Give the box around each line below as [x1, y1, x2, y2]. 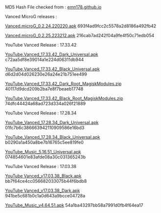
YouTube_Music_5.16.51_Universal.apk [5, 149, 81, 154]
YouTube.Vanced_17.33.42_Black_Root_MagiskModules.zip [5, 95, 123, 101]
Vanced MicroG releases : [5, 14, 57, 19]
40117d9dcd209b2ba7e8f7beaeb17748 [5, 86, 84, 92]
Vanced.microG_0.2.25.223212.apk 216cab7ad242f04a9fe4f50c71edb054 [5, 33, 155, 38]
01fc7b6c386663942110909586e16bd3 [5, 125, 85, 130]
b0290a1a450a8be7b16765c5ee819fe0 [5, 139, 84, 145]
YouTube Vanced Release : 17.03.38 [5, 164, 77, 169]
